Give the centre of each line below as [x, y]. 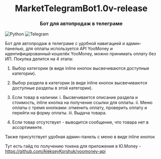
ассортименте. [28, 127]
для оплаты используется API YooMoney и [69, 48]
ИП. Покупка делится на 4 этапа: [39, 59]
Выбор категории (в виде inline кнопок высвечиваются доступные [80, 68]
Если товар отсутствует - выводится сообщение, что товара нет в [80, 122]
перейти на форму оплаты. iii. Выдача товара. [59, 113]
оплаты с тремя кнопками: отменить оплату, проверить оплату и [80, 108]
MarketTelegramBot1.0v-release [81, 8]
